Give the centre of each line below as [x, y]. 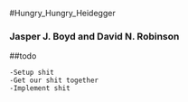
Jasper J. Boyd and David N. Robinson [94, 36]
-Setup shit [32, 73]
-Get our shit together [54, 80]
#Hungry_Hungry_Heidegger [62, 13]
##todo [23, 56]
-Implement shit [40, 88]
